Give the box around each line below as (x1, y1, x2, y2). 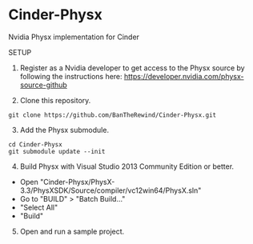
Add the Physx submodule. (19, 125, 110, 134)
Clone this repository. (19, 95, 91, 105)
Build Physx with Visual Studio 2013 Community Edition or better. (19, 162, 235, 171)
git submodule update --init (8, 147, 106, 155)
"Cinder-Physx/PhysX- (39, 177, 115, 186)
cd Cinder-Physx (8, 140, 62, 149)
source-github (19, 80, 68, 90)
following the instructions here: (19, 71, 122, 81)
